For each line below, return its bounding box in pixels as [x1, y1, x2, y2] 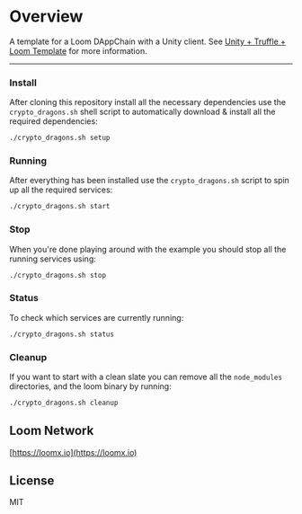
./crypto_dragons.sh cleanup [9, 398, 119, 407]
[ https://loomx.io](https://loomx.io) [9, 447, 138, 457]
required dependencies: [9, 116, 98, 127]
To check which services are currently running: [9, 312, 184, 323]
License [9, 474, 55, 488]
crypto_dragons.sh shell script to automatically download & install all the [9, 106, 276, 118]
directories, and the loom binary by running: [9, 380, 173, 392]
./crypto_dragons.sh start [9, 202, 111, 211]
